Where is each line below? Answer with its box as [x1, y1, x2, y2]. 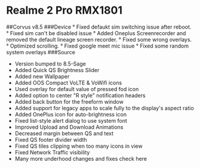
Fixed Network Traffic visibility [14, 148, 90, 155]
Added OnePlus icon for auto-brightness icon [14, 111, 127, 118]
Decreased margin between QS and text [14, 129, 113, 137]
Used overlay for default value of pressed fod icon [14, 85, 139, 92]
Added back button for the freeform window [14, 98, 124, 105]
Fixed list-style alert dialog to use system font [14, 117, 127, 124]
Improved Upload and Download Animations [14, 123, 124, 130]
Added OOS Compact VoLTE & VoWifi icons [14, 79, 122, 86]
